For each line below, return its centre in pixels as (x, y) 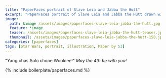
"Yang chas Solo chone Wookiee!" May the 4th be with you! (66, 60)
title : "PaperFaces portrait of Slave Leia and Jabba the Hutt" (73, 10)
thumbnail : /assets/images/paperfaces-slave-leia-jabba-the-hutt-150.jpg (87, 38)
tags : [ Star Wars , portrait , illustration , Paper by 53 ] (65, 46)
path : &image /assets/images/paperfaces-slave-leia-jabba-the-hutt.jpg (85, 23)
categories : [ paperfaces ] (32, 42)
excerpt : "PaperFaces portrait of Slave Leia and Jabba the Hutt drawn (80, 14)
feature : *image (26, 28)
